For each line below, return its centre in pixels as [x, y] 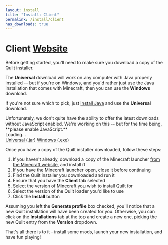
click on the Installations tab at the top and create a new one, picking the [81, 217]
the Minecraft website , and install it [49, 165]
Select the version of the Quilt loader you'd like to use [68, 191]
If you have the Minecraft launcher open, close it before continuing [81, 170]
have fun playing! [23, 237]
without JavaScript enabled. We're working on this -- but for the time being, [84, 124]
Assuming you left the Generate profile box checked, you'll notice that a [80, 206]
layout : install [22, 10]
